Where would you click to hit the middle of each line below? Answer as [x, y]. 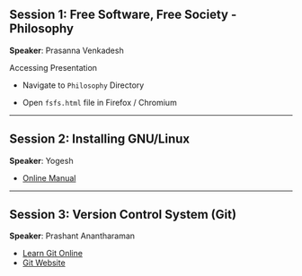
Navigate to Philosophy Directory [83, 85]
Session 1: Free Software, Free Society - [123, 15]
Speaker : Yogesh [41, 160]
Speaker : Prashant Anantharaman [72, 236]
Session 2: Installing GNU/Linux [100, 139]
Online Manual [49, 177]
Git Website [44, 263]
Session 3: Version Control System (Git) [123, 215]
